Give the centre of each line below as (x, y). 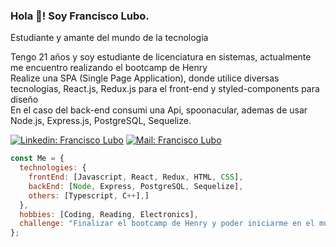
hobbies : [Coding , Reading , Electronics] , (109, 214)
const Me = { (37, 159)
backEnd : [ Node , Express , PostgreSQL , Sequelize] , (136, 186)
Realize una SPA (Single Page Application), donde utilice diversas (145, 78)
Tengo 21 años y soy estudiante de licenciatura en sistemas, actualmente (161, 57)
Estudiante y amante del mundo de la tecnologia (109, 38)
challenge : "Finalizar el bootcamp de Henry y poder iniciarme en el (167, 224)
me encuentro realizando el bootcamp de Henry (109, 68)
